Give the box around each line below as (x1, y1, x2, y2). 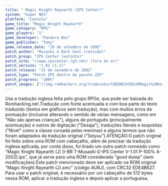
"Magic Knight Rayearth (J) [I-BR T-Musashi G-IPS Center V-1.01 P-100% (5, 148, 155, 154)
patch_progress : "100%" (5, 77, 55, 82)
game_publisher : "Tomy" (5, 40, 55, 45)
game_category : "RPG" (5, 26, 50, 31)
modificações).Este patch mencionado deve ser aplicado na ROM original (5, 159, 156, 165)
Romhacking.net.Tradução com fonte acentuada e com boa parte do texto (5, 100, 157, 106)
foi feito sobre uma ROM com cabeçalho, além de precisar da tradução (5, 138, 151, 144)
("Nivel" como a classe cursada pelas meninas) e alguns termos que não (5, 127, 155, 133)
